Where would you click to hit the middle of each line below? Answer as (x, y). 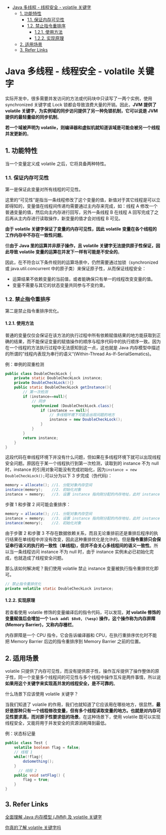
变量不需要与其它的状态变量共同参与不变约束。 (60, 285)
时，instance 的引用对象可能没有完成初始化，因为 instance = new (71, 469)
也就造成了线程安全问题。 (40, 557)
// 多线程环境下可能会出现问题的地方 (82, 415)
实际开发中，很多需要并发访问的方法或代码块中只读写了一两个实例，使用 (79, 98)
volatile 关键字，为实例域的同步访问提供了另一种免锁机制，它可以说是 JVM (82, 111)
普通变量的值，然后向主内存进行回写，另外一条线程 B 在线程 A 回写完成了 (80, 212)
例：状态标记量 (20, 734)
